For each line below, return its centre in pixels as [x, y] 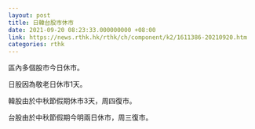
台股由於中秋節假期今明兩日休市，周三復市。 [80, 117]
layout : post [29, 15]
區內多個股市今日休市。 [46, 68]
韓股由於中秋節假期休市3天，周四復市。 [72, 101]
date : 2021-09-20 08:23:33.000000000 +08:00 [82, 30]
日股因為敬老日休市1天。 [47, 84]
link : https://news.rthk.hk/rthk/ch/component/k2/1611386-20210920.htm [127, 37]
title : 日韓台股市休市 [41, 23]
